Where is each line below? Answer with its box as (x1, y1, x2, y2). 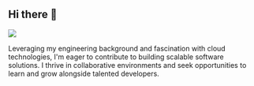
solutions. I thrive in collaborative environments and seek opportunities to (8, 60, 247, 69)
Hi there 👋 (8, 8, 58, 21)
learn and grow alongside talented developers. (8, 69, 159, 78)
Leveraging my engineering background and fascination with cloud (8, 43, 226, 53)
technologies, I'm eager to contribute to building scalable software (8, 52, 224, 62)
